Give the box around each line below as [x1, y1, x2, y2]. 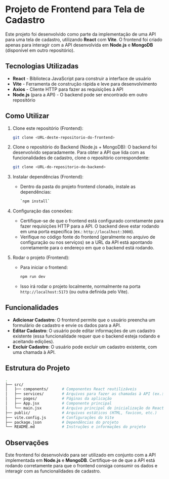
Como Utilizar [5, 112, 50, 120]
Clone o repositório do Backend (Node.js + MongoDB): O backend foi [12, 144, 157, 150]
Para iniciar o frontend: [20, 265, 68, 271]
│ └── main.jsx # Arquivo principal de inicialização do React [5, 406, 164, 411]
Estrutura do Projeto [5, 364, 70, 373]
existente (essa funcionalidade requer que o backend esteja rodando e [12, 333, 160, 339]
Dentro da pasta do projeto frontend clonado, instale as [20, 183, 136, 190]
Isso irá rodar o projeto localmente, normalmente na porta [20, 283, 141, 289]
